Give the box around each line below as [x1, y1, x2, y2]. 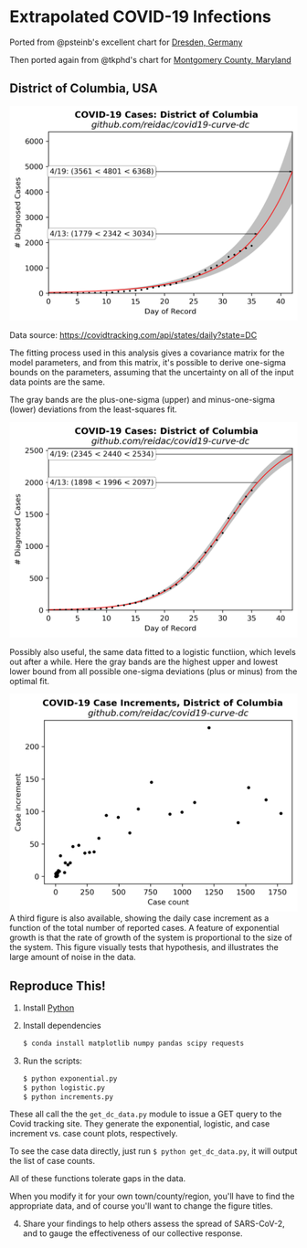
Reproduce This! [9, 978, 106, 993]
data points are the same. [9, 376, 105, 387]
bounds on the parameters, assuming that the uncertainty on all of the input [9, 367, 294, 378]
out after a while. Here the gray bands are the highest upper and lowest [9, 656, 279, 667]
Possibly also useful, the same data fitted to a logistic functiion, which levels [9, 646, 297, 657]
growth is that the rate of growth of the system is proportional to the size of [9, 932, 292, 943]
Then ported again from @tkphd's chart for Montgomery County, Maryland [9, 54, 291, 65]
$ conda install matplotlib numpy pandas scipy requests [22, 1039, 245, 1048]
